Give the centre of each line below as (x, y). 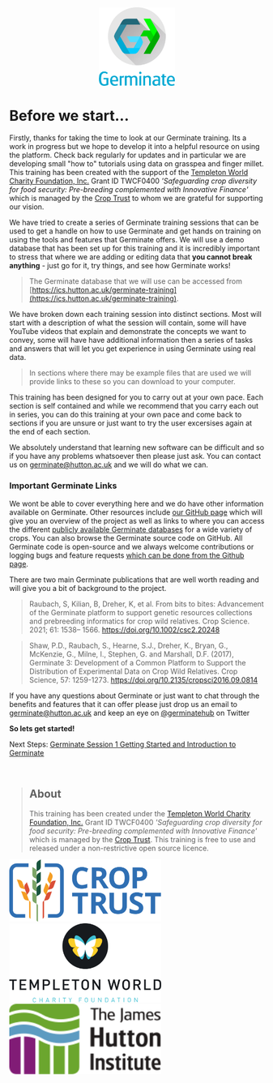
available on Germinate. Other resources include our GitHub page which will (136, 512)
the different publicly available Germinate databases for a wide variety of (131, 529)
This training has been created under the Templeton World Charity (140, 813)
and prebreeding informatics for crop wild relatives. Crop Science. (139, 621)
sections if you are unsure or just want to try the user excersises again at (131, 423)
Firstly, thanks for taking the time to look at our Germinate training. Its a (128, 138)
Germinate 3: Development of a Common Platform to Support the (137, 662)
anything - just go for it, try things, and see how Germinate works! (120, 266)
